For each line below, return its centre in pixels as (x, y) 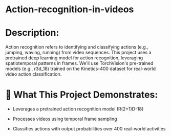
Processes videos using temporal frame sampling (65, 119)
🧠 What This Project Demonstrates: (82, 95)
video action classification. (34, 74)
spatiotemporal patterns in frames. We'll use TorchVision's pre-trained (79, 63)
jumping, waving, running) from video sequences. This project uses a (78, 53)
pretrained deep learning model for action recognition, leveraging (74, 58)
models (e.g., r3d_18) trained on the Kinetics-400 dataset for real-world (81, 69)
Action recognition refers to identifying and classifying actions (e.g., (77, 47)
